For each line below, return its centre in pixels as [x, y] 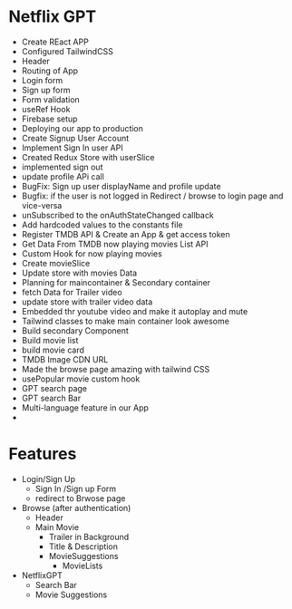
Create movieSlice [56, 263]
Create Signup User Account [75, 138]
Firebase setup [49, 119]
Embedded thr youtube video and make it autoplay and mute [135, 311]
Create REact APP [55, 42]
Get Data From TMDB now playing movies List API [115, 244]
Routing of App [50, 71]
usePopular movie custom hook [81, 379]
